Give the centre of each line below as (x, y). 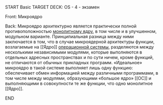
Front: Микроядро (24, 16)
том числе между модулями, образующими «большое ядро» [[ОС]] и (78, 78)
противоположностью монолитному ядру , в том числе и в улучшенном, (81, 31)
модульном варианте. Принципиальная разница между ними (69, 37)
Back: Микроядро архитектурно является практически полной (71, 26)
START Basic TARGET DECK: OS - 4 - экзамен (52, 7)
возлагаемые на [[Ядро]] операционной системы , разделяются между (80, 47)
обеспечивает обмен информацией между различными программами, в (82, 73)
